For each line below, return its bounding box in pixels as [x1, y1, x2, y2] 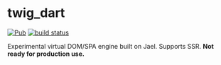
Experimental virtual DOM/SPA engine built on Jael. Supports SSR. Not [7, 42, 215, 50]
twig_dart [7, 5, 65, 21]
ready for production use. [7, 49, 85, 58]
